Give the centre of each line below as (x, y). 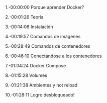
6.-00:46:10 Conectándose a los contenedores (54, 56)
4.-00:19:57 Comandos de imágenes (43, 36)
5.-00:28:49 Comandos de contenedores (48, 46)
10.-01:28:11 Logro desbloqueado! (40, 95)
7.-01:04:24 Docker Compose (36, 66)
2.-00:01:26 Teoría (24, 17)
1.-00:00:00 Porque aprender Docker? (45, 7)
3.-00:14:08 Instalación (29, 27)
